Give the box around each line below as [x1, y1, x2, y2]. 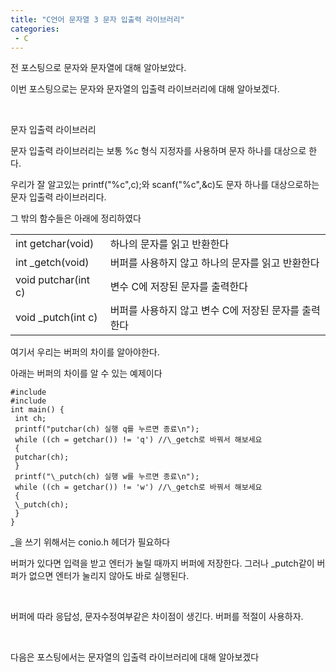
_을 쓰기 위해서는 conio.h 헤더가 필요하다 [10, 536, 171, 548]
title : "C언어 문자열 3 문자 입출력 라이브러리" [10, 14, 185, 25]
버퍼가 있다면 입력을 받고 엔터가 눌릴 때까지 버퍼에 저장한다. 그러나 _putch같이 [10, 557, 315, 570]
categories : [10, 24, 60, 34]
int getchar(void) [15, 237, 95, 251]
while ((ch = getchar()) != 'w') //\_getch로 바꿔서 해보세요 [14, 482, 263, 493]
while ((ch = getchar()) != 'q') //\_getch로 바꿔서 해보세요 [14, 435, 263, 445]
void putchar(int [15, 273, 90, 287]
